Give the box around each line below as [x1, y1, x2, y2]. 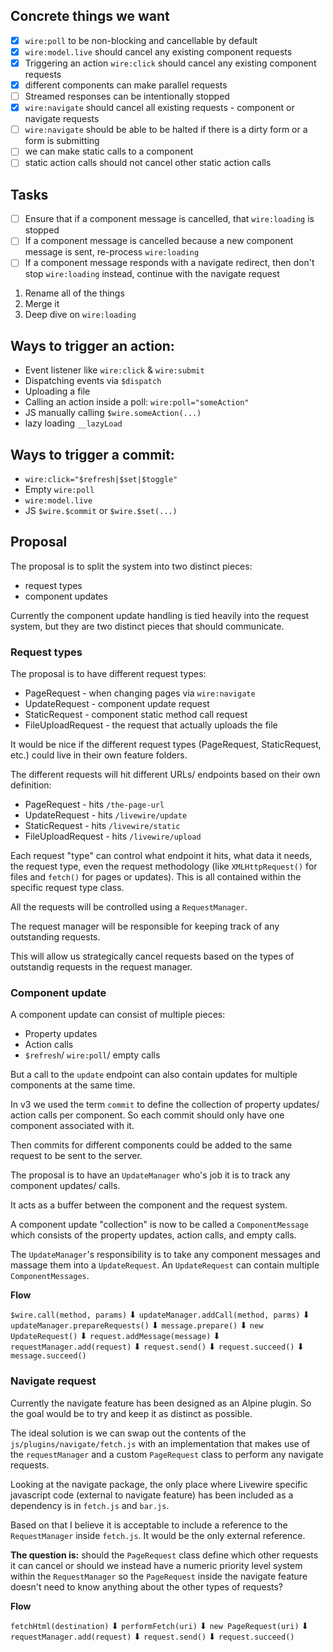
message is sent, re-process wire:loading [24, 246, 200, 258]
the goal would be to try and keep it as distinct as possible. [10, 1407, 253, 1419]
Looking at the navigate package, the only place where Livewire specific [10, 1478, 308, 1490]
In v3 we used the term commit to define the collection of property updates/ [10, 1099, 320, 1111]
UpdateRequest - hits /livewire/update [24, 809, 188, 821]
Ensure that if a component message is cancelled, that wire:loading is [24, 213, 315, 225]
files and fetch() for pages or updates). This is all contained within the [10, 871, 302, 883]
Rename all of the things [24, 287, 125, 299]
